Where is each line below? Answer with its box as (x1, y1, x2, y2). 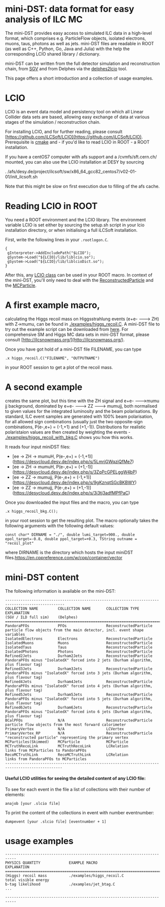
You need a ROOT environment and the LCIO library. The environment (5, 217, 146, 222)
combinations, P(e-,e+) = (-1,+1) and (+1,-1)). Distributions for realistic (5, 424, 146, 430)
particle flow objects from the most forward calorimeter (5, 722, 126, 727)
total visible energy (5, 878, 50, 882)
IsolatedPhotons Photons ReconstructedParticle (5, 649, 153, 654)
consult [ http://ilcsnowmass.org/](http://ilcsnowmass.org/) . (5, 336, 125, 342)
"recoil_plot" (5, 541, 34, 546)
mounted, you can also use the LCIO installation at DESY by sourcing (5, 159, 144, 165)
